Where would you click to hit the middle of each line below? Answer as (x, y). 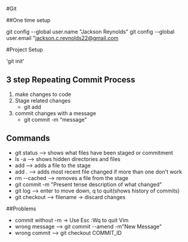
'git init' (16, 61)
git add (33, 107)
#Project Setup (24, 49)
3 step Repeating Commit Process (71, 80)
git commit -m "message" (56, 119)
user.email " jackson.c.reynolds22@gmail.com (62, 38)
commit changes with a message (56, 113)
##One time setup (28, 20)
